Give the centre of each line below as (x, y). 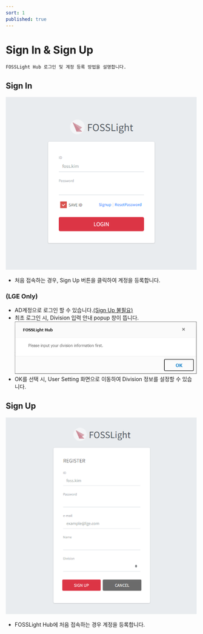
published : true (26, 19)
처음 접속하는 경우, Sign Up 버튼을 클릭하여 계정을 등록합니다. (87, 280)
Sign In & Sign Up (49, 50)
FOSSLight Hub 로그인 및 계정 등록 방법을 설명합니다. (66, 67)
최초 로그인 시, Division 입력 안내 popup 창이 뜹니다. (77, 318)
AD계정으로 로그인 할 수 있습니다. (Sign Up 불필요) (74, 310)
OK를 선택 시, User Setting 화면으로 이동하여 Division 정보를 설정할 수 (98, 379)
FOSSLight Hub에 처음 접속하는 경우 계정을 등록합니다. (80, 625)
